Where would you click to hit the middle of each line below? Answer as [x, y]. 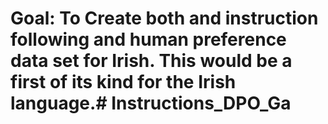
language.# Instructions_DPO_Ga [151, 103]
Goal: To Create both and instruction [164, 18]
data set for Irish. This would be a [151, 61]
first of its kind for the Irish [123, 82]
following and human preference [148, 39]
